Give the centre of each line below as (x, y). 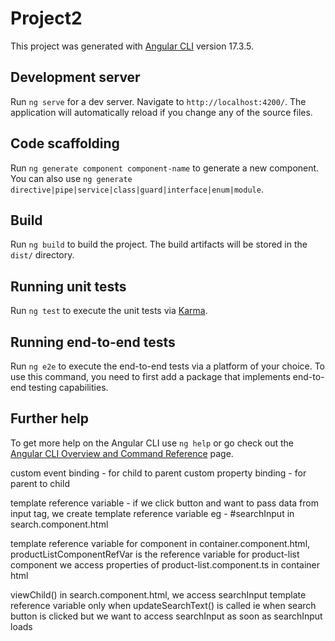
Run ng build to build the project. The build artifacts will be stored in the (159, 244)
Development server (75, 77)
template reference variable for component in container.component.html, (160, 543)
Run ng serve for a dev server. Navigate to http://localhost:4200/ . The (158, 101)
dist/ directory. (42, 255)
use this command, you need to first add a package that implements (150, 376)
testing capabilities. (68, 387)
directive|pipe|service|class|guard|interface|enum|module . (137, 189)
